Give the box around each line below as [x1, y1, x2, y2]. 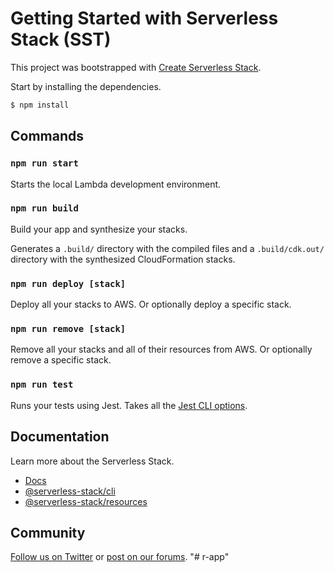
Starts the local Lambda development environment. [10, 178, 222, 190]
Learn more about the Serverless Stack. [10, 455, 175, 467]
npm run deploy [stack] [10, 278, 127, 289]
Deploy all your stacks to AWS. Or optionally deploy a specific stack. [10, 298, 292, 311]
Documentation [10, 428, 110, 446]
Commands [10, 128, 85, 145]
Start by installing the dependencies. [10, 80, 162, 92]
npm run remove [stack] [10, 323, 127, 335]
